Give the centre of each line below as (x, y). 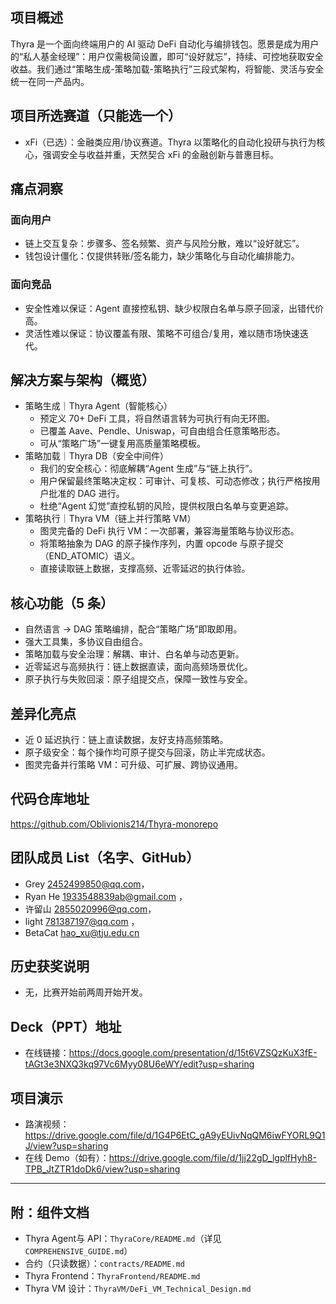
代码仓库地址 (50, 799)
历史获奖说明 (50, 966)
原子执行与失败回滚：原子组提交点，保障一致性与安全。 (138, 679)
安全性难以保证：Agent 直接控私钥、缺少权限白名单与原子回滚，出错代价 (174, 308)
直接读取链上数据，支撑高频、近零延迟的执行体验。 (145, 569)
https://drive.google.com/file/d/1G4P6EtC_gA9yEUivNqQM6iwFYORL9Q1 (175, 1135)
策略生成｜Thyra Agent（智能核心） (98, 406)
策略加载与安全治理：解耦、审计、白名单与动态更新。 (134, 654)
